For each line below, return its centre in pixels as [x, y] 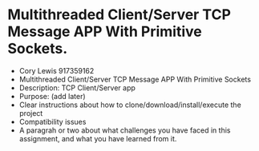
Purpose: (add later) [52, 96]
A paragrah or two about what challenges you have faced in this [125, 130]
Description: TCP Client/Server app [77, 87]
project [31, 113]
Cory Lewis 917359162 [57, 70]
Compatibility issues [53, 121]
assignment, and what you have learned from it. [98, 138]
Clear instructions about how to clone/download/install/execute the [130, 105]
